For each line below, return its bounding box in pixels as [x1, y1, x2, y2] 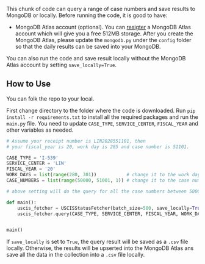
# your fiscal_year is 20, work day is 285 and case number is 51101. [6, 143, 190, 150]
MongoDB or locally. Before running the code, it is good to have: [6, 12, 168, 19]
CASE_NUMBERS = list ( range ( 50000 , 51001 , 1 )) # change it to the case [6, 177, 190, 184]
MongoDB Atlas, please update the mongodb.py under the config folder [15, 37, 192, 43]
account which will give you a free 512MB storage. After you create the [15, 30, 193, 37]
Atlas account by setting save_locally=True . [6, 61, 117, 68]
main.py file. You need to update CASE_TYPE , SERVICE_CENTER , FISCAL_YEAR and [6, 120, 198, 127]
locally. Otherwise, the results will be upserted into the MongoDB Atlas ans [6, 244, 194, 252]
